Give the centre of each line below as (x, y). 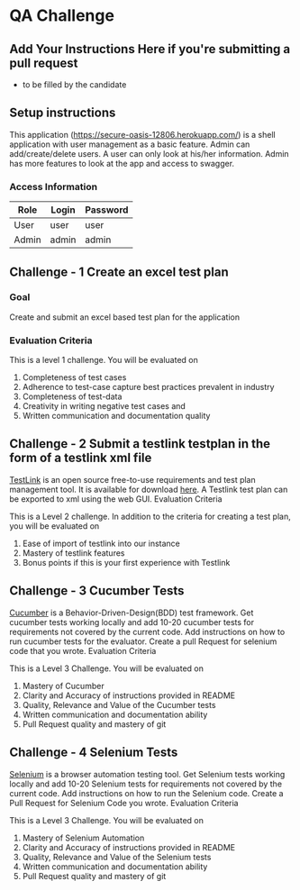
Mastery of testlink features (73, 553)
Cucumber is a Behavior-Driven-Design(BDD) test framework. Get (132, 613)
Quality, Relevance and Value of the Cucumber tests (119, 704)
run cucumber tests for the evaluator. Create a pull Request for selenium (143, 641)
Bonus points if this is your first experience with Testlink (126, 562)
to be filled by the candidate (74, 85)
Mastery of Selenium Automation (83, 838)
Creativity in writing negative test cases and (104, 406)
